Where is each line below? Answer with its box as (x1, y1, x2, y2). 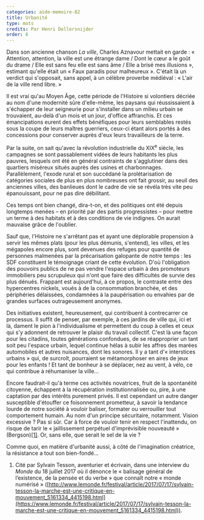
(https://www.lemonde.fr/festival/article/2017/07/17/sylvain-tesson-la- (15, 500, 192, 507)
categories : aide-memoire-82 (6, 9, 80, 15)
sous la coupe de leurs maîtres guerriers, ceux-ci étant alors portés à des (6, 125, 191, 132)
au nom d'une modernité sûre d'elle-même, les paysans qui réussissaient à (6, 99, 195, 107)
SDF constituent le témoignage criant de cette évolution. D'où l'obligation (6, 258, 190, 266)
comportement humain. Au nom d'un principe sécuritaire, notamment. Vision (6, 411, 199, 419)
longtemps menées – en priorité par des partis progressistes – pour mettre (6, 208, 193, 215)
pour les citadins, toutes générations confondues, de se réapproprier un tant (6, 335, 199, 342)
